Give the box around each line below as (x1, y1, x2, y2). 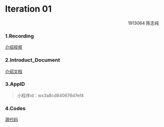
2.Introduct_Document (5, 57, 60, 64)
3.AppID (5, 81, 25, 88)
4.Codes (5, 105, 26, 111)
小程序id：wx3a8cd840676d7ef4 (17, 92, 84, 98)
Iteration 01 (5, 3, 52, 15)
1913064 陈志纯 (127, 20, 159, 26)
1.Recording (5, 33, 34, 39)
